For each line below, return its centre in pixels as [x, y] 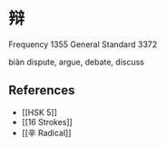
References [42, 90]
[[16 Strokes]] [47, 122]
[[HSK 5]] [39, 112]
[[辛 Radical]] [46, 132]
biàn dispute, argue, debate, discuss [76, 62]
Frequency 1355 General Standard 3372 [83, 44]
